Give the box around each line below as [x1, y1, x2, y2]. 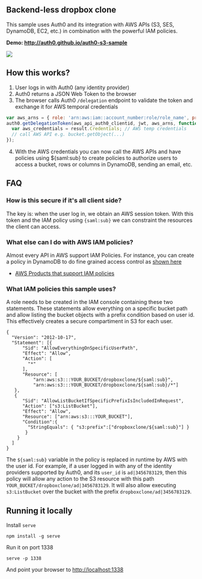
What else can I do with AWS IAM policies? [6, 238, 133, 246]
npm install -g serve [6, 533, 61, 539]
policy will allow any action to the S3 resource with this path [6, 475, 155, 482]
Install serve [6, 522, 36, 529]
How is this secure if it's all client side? [6, 196, 122, 204]
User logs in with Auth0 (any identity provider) [14, 84, 130, 91]
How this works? [6, 68, 70, 78]
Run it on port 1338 [6, 544, 54, 551]
